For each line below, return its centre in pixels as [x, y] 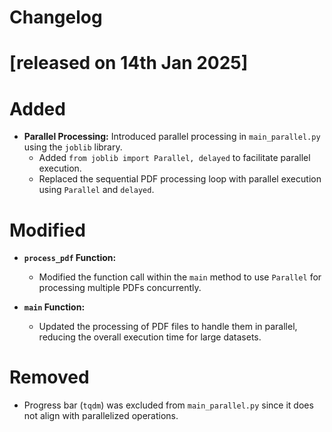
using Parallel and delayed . [96, 190]
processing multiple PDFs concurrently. [120, 288]
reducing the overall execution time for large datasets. [150, 337]
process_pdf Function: [70, 258]
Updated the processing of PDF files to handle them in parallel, [168, 327]
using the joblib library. [73, 147]
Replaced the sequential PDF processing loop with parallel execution [180, 179]
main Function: [54, 307]
